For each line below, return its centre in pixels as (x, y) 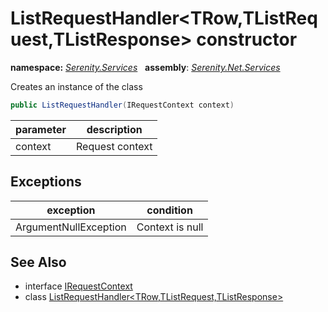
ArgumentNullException (71, 227)
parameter (41, 129)
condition (169, 210)
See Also (38, 262)
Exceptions (46, 182)
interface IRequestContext (78, 286)
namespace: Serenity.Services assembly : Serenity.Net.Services (145, 67)
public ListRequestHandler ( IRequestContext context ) (122, 105)
